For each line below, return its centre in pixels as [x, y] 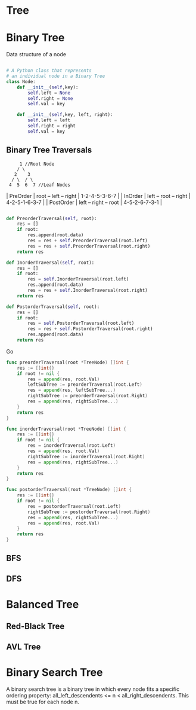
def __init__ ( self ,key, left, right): [65, 115]
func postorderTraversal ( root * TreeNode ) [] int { [69, 490]
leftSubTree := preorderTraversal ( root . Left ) [85, 385]
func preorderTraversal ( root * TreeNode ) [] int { [68, 362]
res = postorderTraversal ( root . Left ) [74, 506]
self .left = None [49, 93]
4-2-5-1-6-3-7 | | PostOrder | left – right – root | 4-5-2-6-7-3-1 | [84, 202]
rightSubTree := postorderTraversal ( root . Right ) [89, 512]
